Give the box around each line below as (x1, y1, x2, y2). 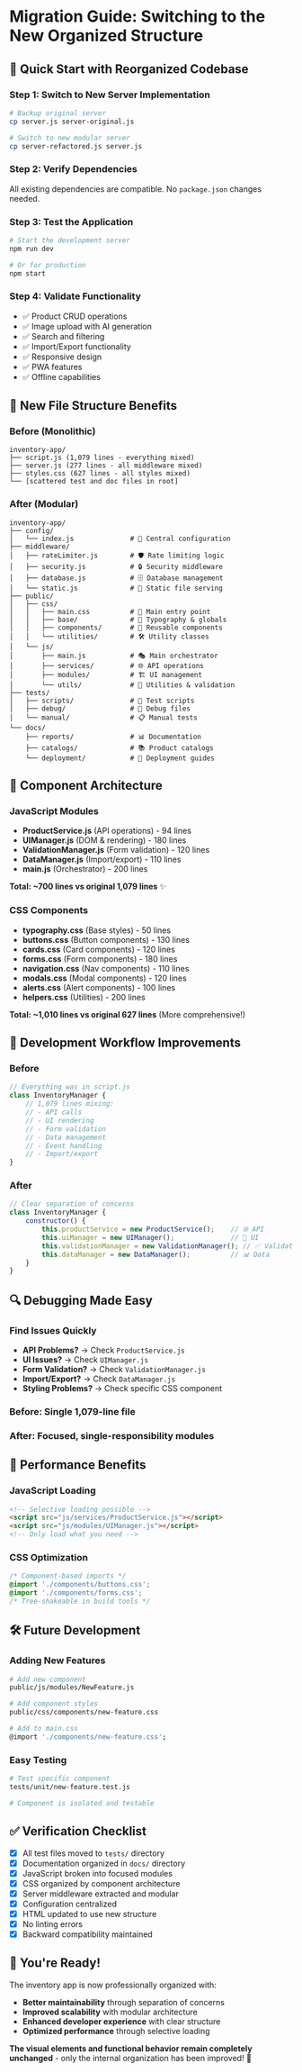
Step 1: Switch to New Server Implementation (9, 88, 211, 101)
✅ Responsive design (22, 351, 102, 362)
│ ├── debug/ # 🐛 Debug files (9, 704, 191, 713)
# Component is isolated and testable (9, 1798, 155, 1807)
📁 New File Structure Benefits (9, 398, 178, 413)
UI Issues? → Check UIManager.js (22, 1354, 149, 1365)
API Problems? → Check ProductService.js (22, 1344, 186, 1356)
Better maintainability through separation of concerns (22, 1996, 225, 2007)
